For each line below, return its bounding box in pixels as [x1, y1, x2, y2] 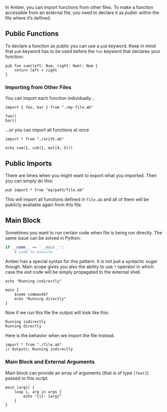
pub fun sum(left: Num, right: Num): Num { [5, 63, 98, 68]
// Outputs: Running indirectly [5, 347, 73, 352]
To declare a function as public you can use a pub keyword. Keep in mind [5, 43, 156, 49]
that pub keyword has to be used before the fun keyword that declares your [5, 48, 161, 54]
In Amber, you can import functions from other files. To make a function [5, 5, 153, 10]
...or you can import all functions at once [5, 127, 90, 133]
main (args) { [5, 385, 35, 390]
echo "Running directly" [14, 296, 66, 301]
